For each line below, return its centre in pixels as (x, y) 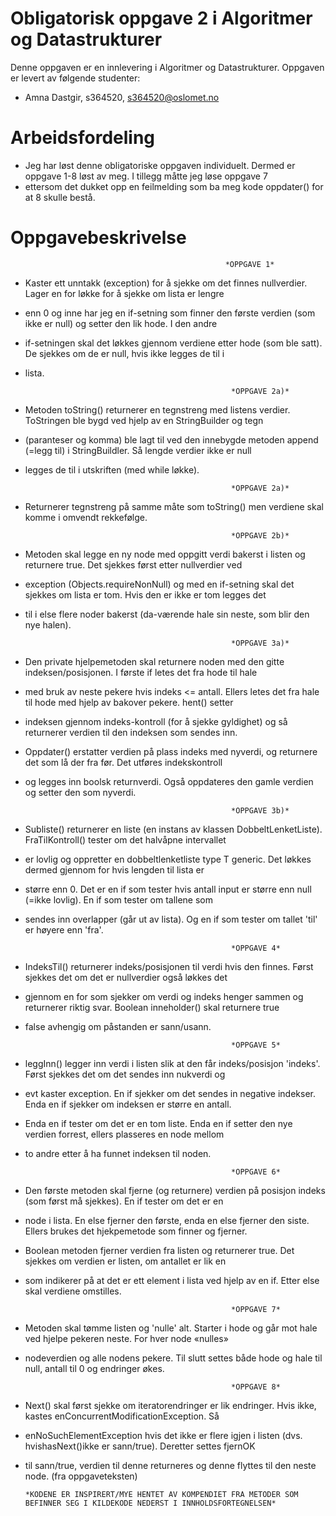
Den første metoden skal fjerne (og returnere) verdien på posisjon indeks (175, 1190)
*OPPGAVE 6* (256, 1172)
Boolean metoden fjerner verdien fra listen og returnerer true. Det (159, 1250)
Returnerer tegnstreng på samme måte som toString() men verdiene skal (174, 506)
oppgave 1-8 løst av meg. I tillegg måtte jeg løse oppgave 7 (146, 176)
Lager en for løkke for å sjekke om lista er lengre (124, 293)
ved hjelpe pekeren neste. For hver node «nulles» (126, 1338)
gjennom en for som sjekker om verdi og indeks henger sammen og (164, 996)
